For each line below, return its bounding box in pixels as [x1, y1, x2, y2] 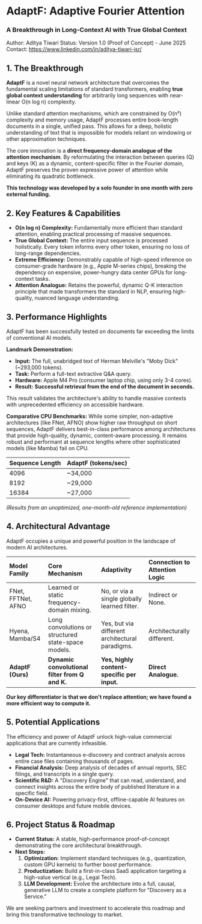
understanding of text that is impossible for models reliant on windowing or [6, 129, 192, 136]
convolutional [47, 662, 88, 671]
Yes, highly [101, 655, 133, 664]
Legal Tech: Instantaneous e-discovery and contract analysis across [14, 751, 185, 758]
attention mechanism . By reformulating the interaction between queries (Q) [6, 153, 194, 161]
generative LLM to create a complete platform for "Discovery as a [23, 887, 186, 894]
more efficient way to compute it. [6, 699, 91, 707]
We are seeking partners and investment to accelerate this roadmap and [6, 905, 185, 912]
